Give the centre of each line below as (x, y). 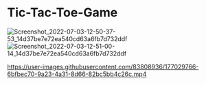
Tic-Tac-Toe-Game (62, 13)
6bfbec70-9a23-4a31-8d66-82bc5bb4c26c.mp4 (77, 74)
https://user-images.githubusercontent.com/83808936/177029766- (103, 66)
